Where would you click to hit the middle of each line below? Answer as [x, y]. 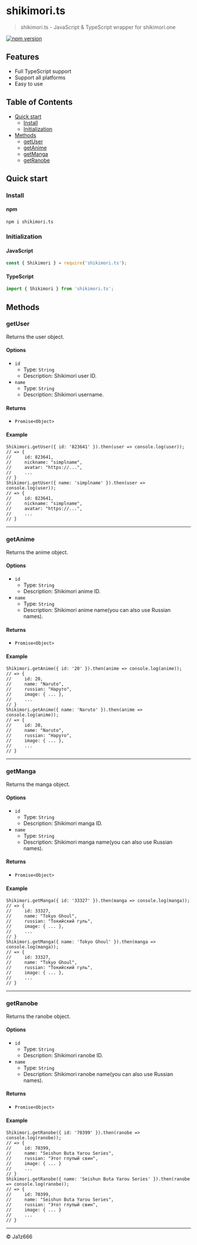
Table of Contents [40, 102]
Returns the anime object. [37, 552]
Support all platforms [40, 77]
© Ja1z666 [19, 1237]
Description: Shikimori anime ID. [62, 591]
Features [23, 57]
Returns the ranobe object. [38, 1016]
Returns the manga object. [38, 784]
